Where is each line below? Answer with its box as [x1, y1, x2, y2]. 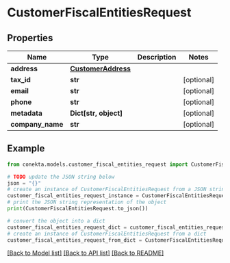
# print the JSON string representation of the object [7, 199, 167, 206]
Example [7, 142, 45, 155]
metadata [10, 108, 42, 118]
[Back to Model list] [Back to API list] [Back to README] [7, 249, 164, 258]
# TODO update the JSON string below [7, 173, 115, 180]
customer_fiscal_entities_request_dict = [7, 224, 127, 231]
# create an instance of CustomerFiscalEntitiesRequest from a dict [7, 230, 207, 237]
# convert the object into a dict [7, 217, 106, 224]
